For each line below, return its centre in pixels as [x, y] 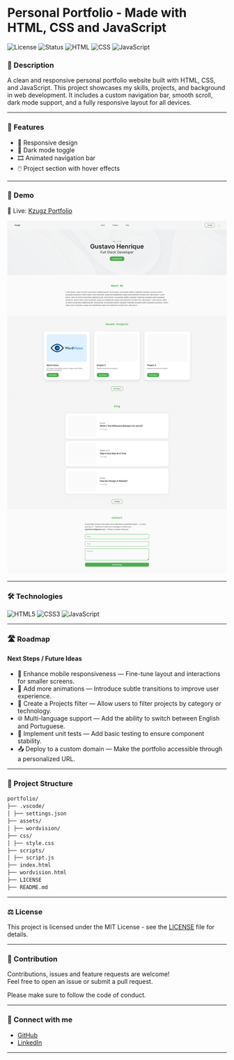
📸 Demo [21, 196]
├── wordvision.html [37, 873]
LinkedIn [30, 1043]
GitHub [28, 1035]
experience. [34, 696]
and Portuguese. [41, 726]
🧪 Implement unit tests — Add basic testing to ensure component [111, 734]
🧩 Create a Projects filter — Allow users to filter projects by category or [119, 704]
